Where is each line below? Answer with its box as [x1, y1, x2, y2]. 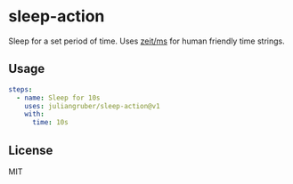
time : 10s [31, 118, 69, 127]
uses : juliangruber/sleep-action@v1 [24, 101, 161, 110]
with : [24, 109, 45, 119]
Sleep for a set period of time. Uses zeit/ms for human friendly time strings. [8, 36, 286, 46]
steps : [8, 84, 33, 94]
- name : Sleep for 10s [16, 93, 101, 102]
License [8, 142, 53, 157]
